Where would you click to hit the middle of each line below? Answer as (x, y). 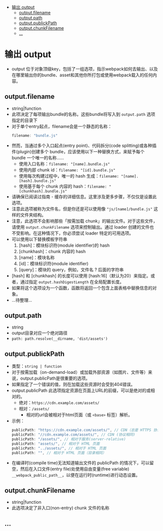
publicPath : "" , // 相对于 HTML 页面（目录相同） (59, 453)
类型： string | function (36, 366)
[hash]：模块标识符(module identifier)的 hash (64, 245)
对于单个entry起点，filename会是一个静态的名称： (62, 126)
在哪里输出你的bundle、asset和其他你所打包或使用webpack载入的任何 (82, 75)
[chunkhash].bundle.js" (43, 191)
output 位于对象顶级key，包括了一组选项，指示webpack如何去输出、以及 (85, 69)
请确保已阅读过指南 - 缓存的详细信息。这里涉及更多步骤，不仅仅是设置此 (84, 197)
